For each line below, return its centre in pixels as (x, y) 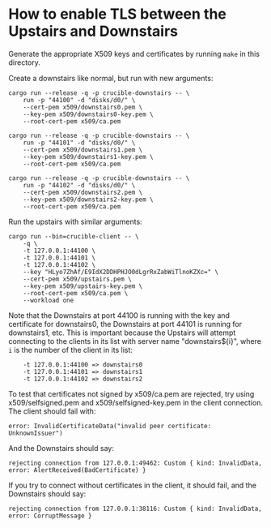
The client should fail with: (52, 411)
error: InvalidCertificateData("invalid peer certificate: (110, 426)
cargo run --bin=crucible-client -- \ (74, 236)
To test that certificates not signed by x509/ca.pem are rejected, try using (131, 393)
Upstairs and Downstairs (93, 31)
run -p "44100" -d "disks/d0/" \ (79, 100)
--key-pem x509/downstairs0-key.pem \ (88, 114)
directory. (24, 62)
